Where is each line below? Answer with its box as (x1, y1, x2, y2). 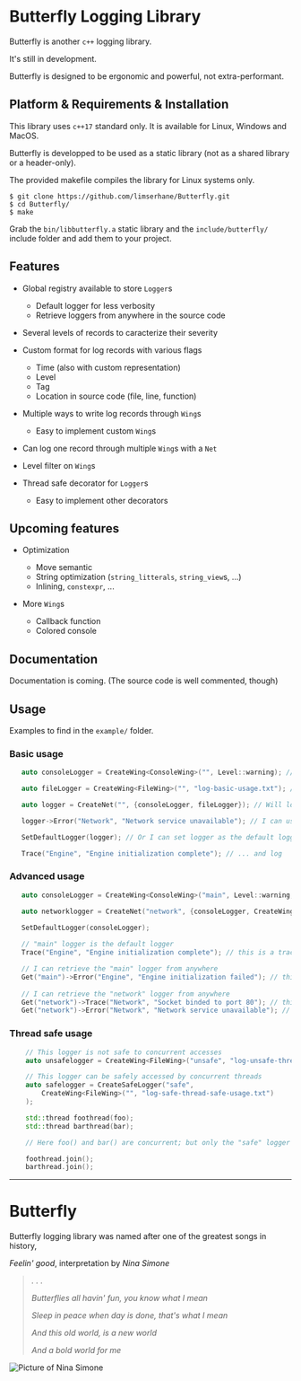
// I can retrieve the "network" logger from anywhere (21, 990, 230, 998)
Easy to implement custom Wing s (35, 425, 157, 436)
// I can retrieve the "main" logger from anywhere (21, 964, 219, 973)
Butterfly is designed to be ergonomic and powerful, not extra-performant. (9, 70, 285, 82)
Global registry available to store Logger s (21, 283, 173, 294)
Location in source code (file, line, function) (35, 391, 197, 401)
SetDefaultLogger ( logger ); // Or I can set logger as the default (21, 832, 275, 841)
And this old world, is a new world (30, 1327, 157, 1339)
